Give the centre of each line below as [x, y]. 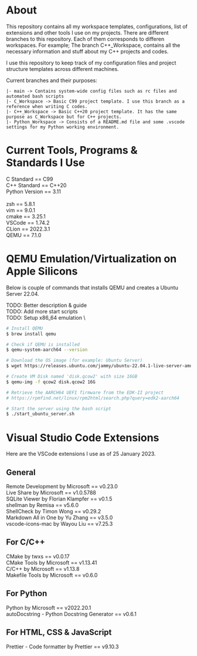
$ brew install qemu [31, 334]
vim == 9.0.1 [21, 210]
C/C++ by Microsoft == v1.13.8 [43, 569]
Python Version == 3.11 [34, 191]
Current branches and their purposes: [52, 80]
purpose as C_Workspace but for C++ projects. [64, 117]
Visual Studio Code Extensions [83, 437]
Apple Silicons [42, 271]
